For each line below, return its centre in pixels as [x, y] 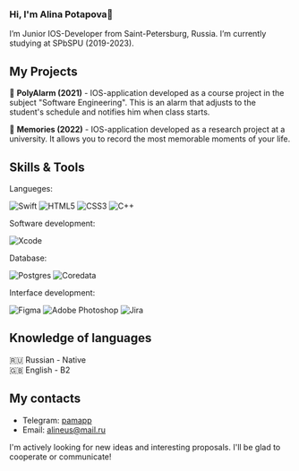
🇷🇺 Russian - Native [48, 360]
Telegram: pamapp [57, 420]
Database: [28, 258]
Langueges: [31, 188]
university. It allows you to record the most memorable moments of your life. [150, 139]
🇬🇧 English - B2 [40, 370]
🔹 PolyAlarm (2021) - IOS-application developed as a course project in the [147, 93]
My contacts [45, 399]
